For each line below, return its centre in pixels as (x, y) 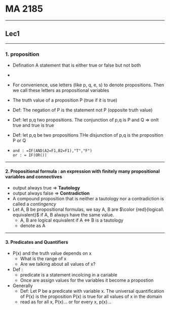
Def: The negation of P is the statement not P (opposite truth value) (82, 110)
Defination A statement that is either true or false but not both (77, 65)
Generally (23, 286)
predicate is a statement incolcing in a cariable (69, 275)
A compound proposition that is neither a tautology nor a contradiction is (88, 199)
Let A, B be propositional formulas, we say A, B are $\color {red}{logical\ (88, 209)
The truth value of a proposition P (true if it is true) (65, 100)
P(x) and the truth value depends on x (52, 253)
